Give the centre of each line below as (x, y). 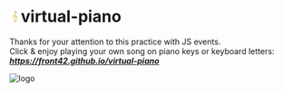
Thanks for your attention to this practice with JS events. (115, 42)
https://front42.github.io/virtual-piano (85, 60)
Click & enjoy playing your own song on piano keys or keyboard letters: (142, 51)
